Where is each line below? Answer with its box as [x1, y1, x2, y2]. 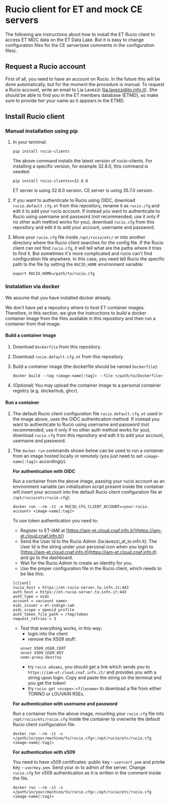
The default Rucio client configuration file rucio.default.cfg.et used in [12, 411, 162, 417]
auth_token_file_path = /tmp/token [12, 612, 88, 617]
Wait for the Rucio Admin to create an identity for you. [20, 560, 133, 566]
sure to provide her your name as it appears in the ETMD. [5, 97, 125, 103]
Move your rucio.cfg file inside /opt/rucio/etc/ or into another [12, 234, 146, 240]
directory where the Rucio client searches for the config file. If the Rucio [12, 239, 164, 246]
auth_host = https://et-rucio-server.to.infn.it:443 [12, 589, 127, 595]
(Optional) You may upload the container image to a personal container [12, 382, 161, 388]
